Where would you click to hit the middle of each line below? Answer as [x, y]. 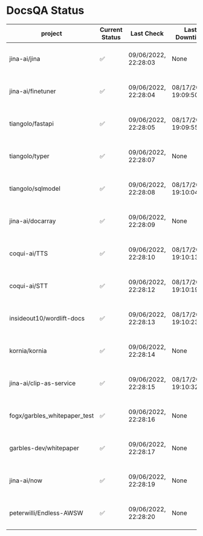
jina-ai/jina [25, 59]
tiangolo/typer [29, 156]
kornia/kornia [28, 351]
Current [111, 30]
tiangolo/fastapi [32, 123]
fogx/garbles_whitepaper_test [52, 415]
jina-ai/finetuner [33, 91]
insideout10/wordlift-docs [47, 318]
